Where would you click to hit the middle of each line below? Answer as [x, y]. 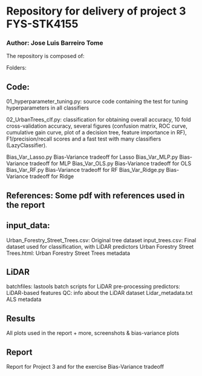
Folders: [16, 68]
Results [21, 318]
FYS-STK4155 [42, 24]
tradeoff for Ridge [52, 176]
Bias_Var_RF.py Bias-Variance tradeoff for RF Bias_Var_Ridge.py [86, 170]
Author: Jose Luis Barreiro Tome [55, 43]
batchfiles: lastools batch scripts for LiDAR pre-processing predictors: [93, 286]
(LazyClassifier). [27, 145]
